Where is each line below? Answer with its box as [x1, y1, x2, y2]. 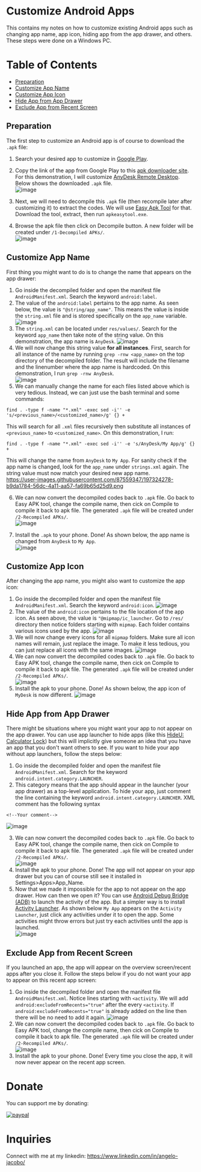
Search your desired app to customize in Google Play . [14, 155, 149, 162]
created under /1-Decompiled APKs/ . [14, 228, 105, 235]
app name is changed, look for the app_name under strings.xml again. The [6, 463, 189, 470]
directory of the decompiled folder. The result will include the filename [14, 357, 190, 364]
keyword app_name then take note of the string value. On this [14, 331, 164, 338]
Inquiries [6, 1132, 52, 1146]
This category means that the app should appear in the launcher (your [14, 781, 190, 788]
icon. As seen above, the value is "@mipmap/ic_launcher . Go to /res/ [14, 614, 184, 622]
